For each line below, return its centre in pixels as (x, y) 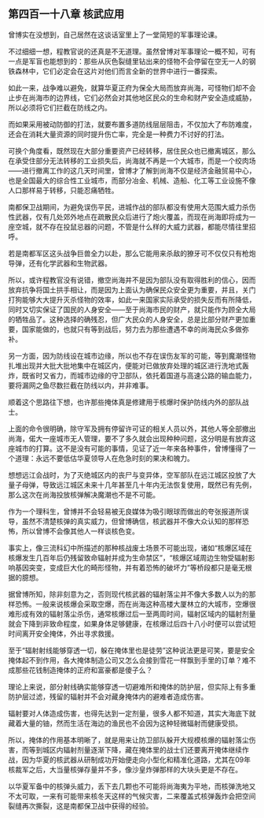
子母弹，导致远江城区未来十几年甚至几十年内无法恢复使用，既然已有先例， (135, 485)
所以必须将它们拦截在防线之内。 (60, 107)
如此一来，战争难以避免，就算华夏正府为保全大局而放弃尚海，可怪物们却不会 (132, 87)
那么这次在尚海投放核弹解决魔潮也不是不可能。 (84, 494)
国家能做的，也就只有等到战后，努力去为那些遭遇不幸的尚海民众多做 (132, 329)
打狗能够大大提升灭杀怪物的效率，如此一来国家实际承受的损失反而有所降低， (132, 299)
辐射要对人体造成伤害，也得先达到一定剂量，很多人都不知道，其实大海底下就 (132, 713)
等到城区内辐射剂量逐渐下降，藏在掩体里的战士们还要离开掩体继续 (135, 749)
